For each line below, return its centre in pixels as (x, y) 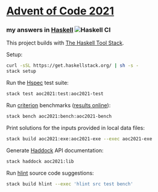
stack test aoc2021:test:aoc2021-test (55, 94)
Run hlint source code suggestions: (50, 173)
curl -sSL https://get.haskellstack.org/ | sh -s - (72, 66)
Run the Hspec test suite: (38, 83)
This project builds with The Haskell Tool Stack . (65, 43)
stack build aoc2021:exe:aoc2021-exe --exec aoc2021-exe (79, 139)
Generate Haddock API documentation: (55, 150)
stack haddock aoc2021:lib (40, 161)
